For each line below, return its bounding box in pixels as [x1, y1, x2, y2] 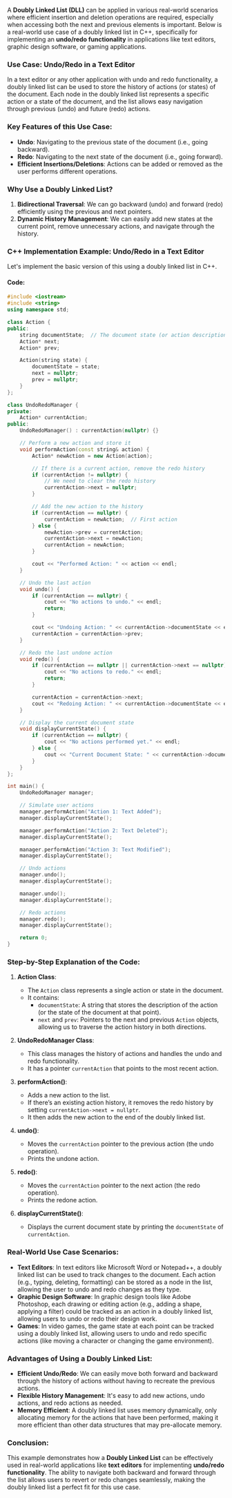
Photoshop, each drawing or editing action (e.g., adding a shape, [17, 1300, 202, 1308]
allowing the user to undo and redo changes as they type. [17, 1285, 182, 1294]
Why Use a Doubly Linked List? [7, 184, 113, 194]
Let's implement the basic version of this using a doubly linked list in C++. [7, 262, 217, 271]
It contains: [27, 994, 60, 1002]
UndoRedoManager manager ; [19, 789, 95, 796]
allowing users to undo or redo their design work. [17, 1314, 157, 1323]
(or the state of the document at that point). [37, 1008, 162, 1017]
